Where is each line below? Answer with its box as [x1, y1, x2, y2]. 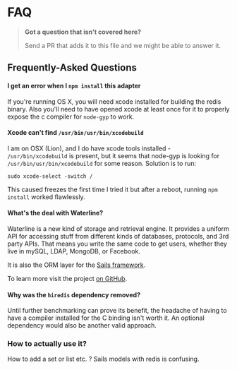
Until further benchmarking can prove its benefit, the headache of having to [7, 306, 227, 315]
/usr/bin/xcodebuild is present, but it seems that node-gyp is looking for [7, 151, 220, 160]
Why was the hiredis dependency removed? [7, 290, 141, 299]
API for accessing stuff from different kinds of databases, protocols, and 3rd [7, 232, 229, 240]
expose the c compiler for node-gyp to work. [7, 112, 135, 121]
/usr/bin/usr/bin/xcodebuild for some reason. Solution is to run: [7, 159, 196, 167]
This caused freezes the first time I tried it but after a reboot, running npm [7, 185, 218, 193]
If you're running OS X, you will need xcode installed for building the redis [7, 97, 221, 106]
